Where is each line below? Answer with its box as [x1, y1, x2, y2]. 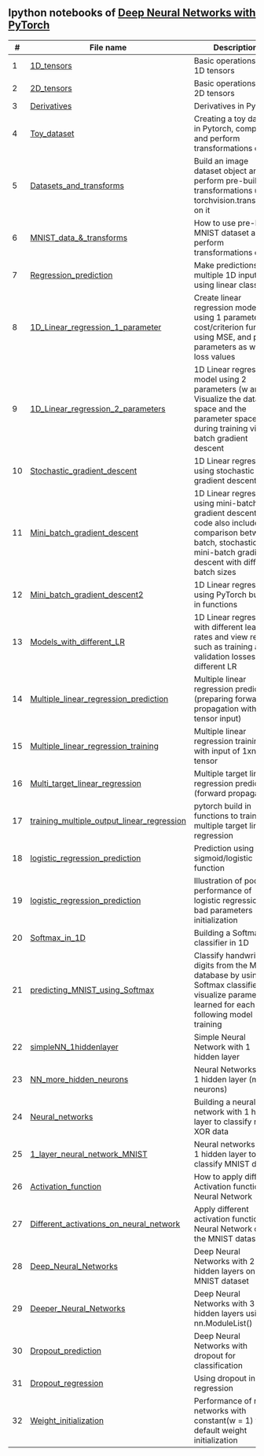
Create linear [193, 292, 242, 303]
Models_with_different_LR [30, 636, 126, 647]
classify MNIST [193, 1158, 250, 1169]
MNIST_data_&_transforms [30, 232, 128, 243]
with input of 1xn [193, 745, 257, 756]
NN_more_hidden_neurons [30, 1074, 129, 1085]
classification [193, 1360, 244, 1371]
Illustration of [193, 875, 243, 886]
